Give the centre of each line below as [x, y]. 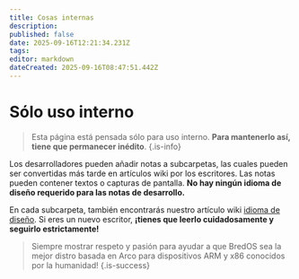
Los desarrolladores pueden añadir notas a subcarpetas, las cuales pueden [149, 163]
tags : [19, 51]
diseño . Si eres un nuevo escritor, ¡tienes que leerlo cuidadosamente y [142, 219]
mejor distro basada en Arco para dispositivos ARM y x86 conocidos [158, 256]
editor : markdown [42, 59]
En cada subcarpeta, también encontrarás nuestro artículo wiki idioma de [145, 209]
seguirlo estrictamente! [54, 229]
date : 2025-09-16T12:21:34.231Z [70, 43]
